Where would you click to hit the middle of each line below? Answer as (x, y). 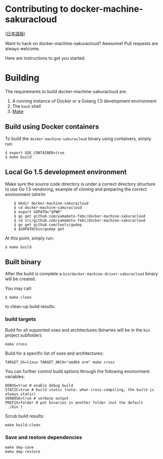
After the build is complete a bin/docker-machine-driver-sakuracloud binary (81, 274)
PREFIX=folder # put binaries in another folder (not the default (74, 403)
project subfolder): (24, 335)
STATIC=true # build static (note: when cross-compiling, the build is (80, 390)
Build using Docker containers (52, 127)
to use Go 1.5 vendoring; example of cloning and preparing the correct (76, 189)
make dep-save (20, 447)
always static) (21, 394)
